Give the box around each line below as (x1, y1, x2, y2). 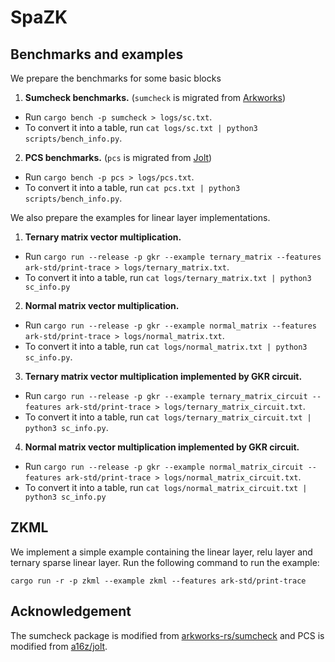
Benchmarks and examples (10, 46, 184, 63)
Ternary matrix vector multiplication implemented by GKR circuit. (24, 371, 303, 382)
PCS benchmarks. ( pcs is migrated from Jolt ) (24, 152, 213, 163)
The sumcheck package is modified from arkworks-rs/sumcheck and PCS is (10, 629, 325, 641)
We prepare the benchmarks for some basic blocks (10, 72, 222, 84)
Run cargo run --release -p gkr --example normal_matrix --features (24, 319, 317, 331)
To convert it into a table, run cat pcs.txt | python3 (24, 182, 241, 193)
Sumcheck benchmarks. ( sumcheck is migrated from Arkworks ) (24, 92, 287, 103)
